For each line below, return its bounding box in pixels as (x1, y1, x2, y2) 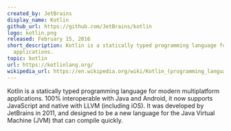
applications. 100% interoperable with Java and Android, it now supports (7, 94, 213, 102)
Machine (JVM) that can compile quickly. (7, 116, 124, 124)
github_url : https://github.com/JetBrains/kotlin (7, 23, 153, 30)
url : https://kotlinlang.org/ (7, 61, 94, 68)
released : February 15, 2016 (7, 36, 91, 43)
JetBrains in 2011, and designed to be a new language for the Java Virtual (7, 108, 215, 117)
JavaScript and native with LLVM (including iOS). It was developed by (7, 101, 204, 110)
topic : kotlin (7, 55, 48, 62)
